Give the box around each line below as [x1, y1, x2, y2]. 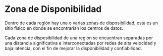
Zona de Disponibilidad [4, 3, 102, 15]
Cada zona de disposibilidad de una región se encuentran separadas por [4, 35, 153, 41]
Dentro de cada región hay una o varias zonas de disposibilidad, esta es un [4, 20, 158, 26]
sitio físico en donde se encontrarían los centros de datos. [4, 25, 123, 31]
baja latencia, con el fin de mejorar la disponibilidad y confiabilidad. [4, 45, 142, 51]
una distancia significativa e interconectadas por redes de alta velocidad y [4, 40, 157, 46]
